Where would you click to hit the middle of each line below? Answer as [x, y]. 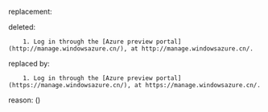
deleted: [22, 27]
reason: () [25, 100]
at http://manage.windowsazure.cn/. [192, 49]
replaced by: [29, 64]
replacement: [30, 12]
